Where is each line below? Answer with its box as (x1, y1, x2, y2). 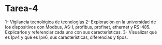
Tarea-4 (5, 3, 38, 14)
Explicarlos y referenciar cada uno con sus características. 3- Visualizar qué (5, 29, 157, 35)
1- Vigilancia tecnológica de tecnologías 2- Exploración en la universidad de (5, 19, 156, 25)
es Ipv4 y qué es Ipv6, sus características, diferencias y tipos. (5, 34, 128, 40)
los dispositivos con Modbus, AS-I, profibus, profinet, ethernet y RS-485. (5, 24, 151, 30)
